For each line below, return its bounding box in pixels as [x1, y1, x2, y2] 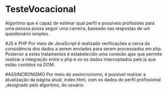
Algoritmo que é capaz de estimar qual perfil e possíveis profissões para [5, 20, 155, 26]
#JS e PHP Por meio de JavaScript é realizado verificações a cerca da [5, 40, 150, 46]
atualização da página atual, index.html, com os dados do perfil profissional [5, 76, 161, 82]
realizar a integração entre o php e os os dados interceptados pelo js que [5, 56, 156, 62]
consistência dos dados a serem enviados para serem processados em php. [5, 45, 162, 51]
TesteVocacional [5, 3, 76, 15]
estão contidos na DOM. [5, 61, 55, 67]
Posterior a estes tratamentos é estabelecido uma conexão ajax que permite [5, 51, 162, 57]
